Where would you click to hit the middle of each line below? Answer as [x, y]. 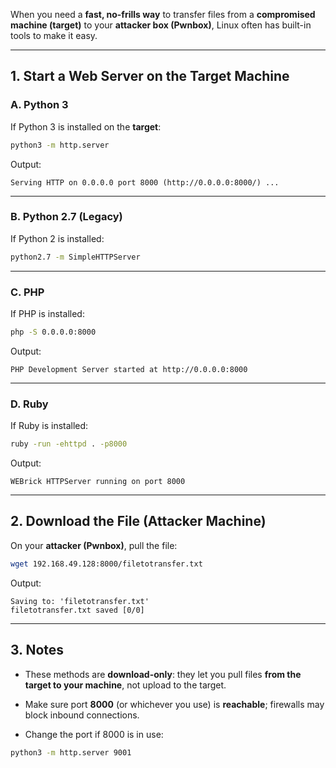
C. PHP [27, 292]
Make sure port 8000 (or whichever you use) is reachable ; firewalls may [174, 704]
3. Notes [37, 650]
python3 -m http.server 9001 [71, 752]
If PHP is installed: [47, 314]
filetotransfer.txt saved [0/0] [77, 610]
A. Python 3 [39, 105]
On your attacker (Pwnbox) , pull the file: [94, 545]
